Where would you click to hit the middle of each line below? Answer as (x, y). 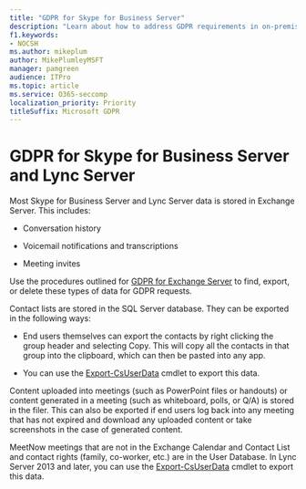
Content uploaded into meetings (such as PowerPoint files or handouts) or (149, 391)
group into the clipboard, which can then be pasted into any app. (144, 356)
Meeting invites (51, 264)
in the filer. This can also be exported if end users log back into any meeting (152, 411)
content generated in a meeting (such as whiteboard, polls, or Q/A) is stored (152, 401)
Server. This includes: (50, 211)
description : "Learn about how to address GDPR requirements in (134, 26)
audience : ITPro (40, 78)
